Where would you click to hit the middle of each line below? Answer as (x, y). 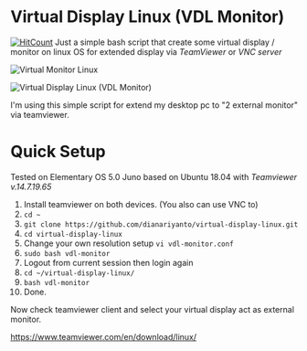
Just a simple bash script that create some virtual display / (165, 42)
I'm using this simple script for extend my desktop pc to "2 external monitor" (154, 105)
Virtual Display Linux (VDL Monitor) (148, 17)
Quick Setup (58, 152)
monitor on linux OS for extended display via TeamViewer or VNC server (146, 51)
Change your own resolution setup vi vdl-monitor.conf (128, 243)
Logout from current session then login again (108, 262)
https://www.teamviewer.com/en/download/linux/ (104, 336)
